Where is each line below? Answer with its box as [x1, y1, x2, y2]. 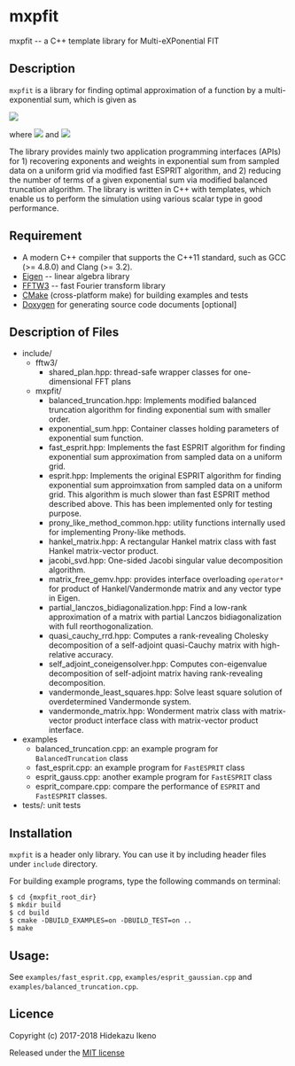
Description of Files [9, 324, 120, 339]
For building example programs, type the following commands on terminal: [9, 875, 281, 887]
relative [48, 650, 76, 660]
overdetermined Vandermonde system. [48, 696, 192, 707]
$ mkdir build [9, 901, 62, 910]
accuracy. [77, 650, 113, 660]
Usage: [9, 948, 50, 963]
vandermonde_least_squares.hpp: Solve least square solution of [48, 687, 283, 697]
